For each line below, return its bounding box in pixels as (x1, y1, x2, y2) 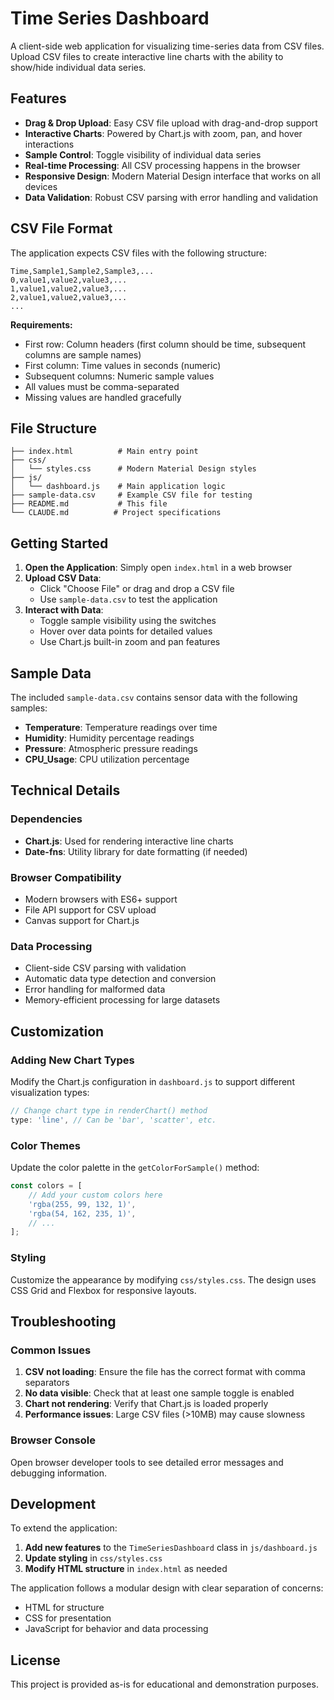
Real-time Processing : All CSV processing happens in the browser (24, 159, 301, 171)
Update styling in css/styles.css (24, 1552, 163, 1564)
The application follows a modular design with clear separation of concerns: (10, 1582, 324, 1594)
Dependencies (10, 812, 83, 826)
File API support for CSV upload (24, 903, 157, 916)
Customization (10, 1023, 105, 1040)
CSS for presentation (24, 1612, 112, 1624)
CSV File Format (10, 220, 113, 237)
